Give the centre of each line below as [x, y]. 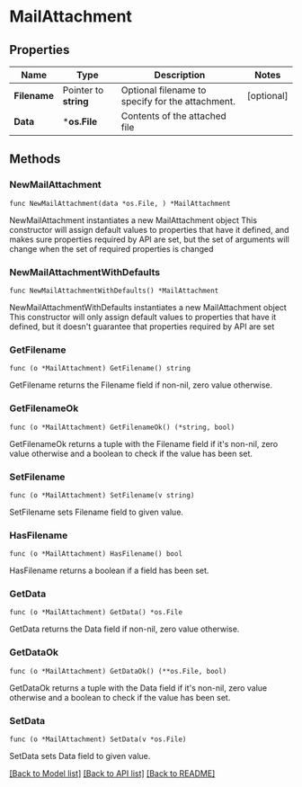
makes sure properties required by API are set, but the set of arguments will [149, 239]
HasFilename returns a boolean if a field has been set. [109, 571]
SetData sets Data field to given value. [80, 756]
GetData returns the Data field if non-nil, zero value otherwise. [124, 629]
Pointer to [83, 90]
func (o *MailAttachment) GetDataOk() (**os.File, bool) [118, 671]
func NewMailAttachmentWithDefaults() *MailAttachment [114, 291]
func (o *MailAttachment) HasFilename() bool [96, 554]
